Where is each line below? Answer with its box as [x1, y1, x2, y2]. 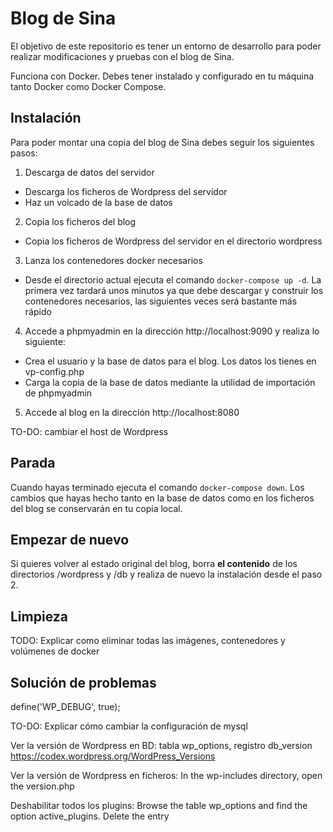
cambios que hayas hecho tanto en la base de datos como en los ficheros [10, 492, 315, 504]
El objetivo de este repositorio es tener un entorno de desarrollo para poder [10, 40, 322, 52]
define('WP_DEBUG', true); [10, 701, 121, 712]
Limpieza [10, 608, 68, 625]
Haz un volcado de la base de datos [24, 196, 173, 208]
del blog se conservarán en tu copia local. [10, 502, 183, 514]
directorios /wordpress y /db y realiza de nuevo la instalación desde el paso [10, 568, 323, 581]
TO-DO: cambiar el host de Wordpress [10, 425, 169, 437]
